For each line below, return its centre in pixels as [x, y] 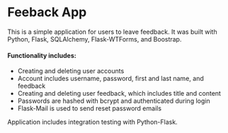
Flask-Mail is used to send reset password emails [89, 108]
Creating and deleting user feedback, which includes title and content [119, 94]
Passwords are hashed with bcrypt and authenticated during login [114, 101]
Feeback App [47, 12]
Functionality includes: [42, 55]
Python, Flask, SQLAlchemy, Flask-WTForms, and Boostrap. [95, 39]
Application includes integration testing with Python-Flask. [93, 122]
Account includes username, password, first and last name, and [110, 79]
